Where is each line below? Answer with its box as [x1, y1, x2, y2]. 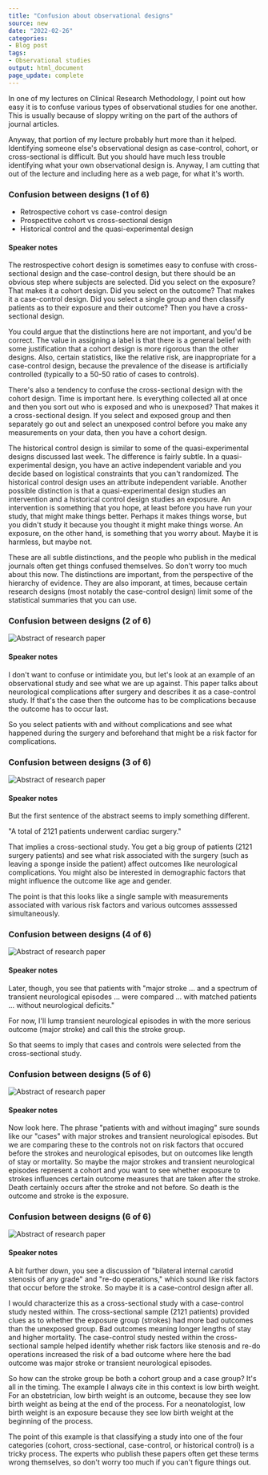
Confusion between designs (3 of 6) [8, 756, 152, 767]
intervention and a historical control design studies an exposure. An [8, 494, 231, 504]
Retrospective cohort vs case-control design [19, 206, 168, 217]
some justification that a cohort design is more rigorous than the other [8, 344, 239, 354]
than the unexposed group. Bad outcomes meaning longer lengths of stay [8, 1323, 252, 1333]
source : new [8, 19, 48, 27]
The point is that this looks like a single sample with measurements [8, 892, 229, 901]
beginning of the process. [8, 1416, 94, 1425]
